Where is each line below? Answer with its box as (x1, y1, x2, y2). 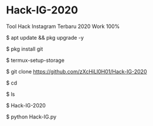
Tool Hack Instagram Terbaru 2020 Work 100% (6, 23, 120, 30)
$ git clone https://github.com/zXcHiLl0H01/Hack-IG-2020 (6, 68, 147, 75)
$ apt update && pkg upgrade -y (6, 34, 84, 41)
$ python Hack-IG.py (6, 113, 57, 120)
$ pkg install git (6, 45, 43, 52)
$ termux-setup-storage (6, 57, 64, 64)
